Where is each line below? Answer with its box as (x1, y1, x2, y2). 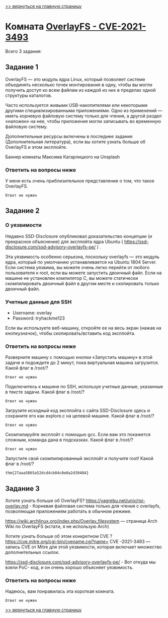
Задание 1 (5, 63, 39, 72)
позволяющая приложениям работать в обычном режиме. (5, 508, 132, 515)
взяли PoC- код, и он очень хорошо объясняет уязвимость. (5, 565, 134, 571)
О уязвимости (5, 222, 42, 229)
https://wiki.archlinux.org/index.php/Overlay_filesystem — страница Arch (5, 518, 157, 524)
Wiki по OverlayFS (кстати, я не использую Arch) (5, 523, 109, 530)
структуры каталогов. (5, 92, 52, 98)
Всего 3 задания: (5, 48, 42, 54)
